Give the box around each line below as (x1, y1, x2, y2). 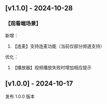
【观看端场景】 (5, 20, 41, 27)
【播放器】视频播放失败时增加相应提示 (12, 64, 91, 70)
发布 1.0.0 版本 (5, 93, 35, 99)
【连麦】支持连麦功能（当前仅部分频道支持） (12, 43, 105, 49)
